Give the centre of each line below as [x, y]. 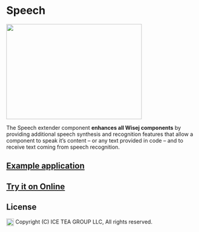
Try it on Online [36, 186]
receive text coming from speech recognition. [63, 147]
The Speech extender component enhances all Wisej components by [94, 127]
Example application [45, 166]
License [21, 207]
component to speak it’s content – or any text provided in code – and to [95, 140]
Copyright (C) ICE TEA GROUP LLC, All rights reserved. [84, 222]
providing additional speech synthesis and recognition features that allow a [100, 134]
